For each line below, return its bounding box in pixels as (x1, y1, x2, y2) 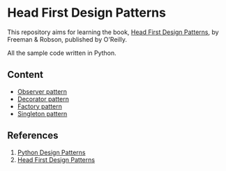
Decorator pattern (17, 95, 70, 103)
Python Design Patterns (17, 148, 86, 156)
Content (7, 69, 44, 81)
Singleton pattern (17, 109, 68, 117)
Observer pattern (17, 87, 68, 95)
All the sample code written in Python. (7, 49, 116, 57)
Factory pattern (17, 102, 63, 111)
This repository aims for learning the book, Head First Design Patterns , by (7, 28, 219, 36)
